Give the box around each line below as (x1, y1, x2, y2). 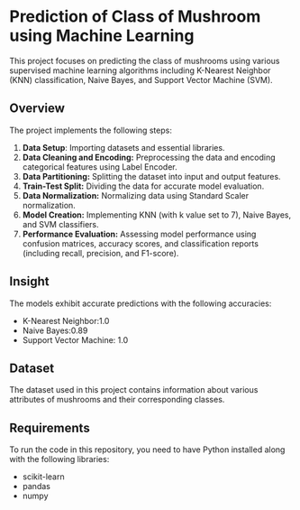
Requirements (9, 420, 90, 435)
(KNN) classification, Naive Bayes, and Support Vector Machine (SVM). (9, 74, 273, 85)
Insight (9, 274, 50, 290)
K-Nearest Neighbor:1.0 (22, 315, 110, 326)
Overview (9, 101, 66, 116)
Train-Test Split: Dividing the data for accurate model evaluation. (22, 181, 265, 191)
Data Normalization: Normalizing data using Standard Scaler (22, 190, 250, 200)
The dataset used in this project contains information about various (9, 385, 259, 395)
